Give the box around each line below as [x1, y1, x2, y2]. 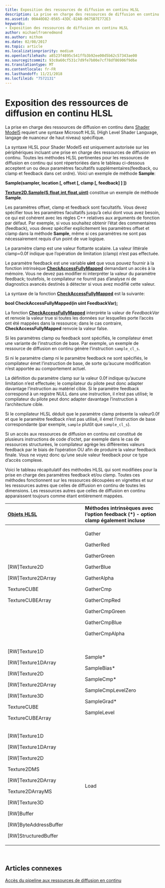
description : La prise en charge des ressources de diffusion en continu [5, 12, 160, 17]
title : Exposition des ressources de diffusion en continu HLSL [5, 7, 139, 12]
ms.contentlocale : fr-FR [5, 67, 56, 72]
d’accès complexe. [5, 457, 43, 463]
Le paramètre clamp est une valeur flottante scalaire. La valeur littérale [5, 245, 148, 251]
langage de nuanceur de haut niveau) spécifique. [5, 134, 105, 141]
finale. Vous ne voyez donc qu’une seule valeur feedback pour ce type [5, 452, 148, 458]
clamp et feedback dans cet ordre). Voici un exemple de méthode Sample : [5, 170, 156, 176]
